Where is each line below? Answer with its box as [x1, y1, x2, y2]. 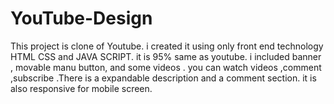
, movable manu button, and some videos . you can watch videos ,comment [10, 61, 322, 73]
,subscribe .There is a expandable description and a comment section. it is [10, 72, 317, 84]
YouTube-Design [10, 7, 153, 30]
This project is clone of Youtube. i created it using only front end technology [10, 40, 324, 52]
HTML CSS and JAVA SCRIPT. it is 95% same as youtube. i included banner [10, 50, 322, 62]
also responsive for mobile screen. [10, 82, 153, 94]
